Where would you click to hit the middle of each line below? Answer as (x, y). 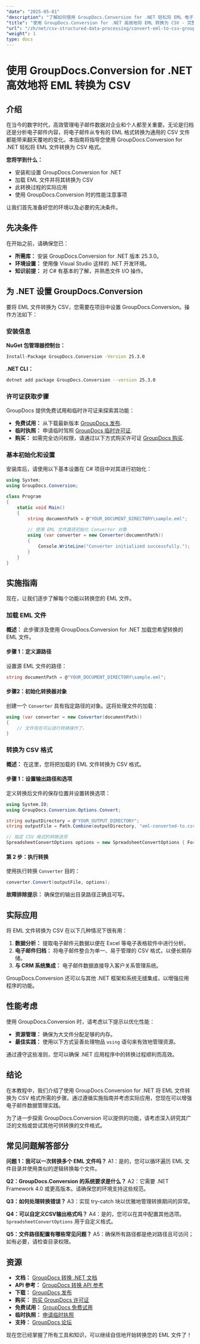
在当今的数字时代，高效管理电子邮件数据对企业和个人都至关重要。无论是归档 (100, 125)
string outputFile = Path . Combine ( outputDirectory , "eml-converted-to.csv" (102, 826)
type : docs (20, 39)
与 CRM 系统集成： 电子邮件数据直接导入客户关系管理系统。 (88, 965)
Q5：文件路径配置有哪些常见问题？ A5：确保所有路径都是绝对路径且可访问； (100, 1234)
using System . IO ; (28, 804)
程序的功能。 (22, 985)
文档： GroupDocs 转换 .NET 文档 (56, 1278)
